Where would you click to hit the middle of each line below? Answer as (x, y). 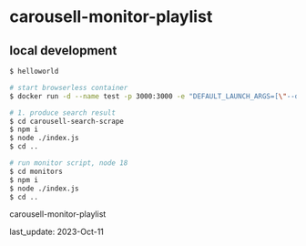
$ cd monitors (36, 171)
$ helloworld (34, 71)
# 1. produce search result (63, 113)
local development (63, 51)
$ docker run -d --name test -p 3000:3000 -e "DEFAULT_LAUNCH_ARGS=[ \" (148, 96)
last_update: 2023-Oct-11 (57, 232)
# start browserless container (69, 87)
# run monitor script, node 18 (69, 163)
